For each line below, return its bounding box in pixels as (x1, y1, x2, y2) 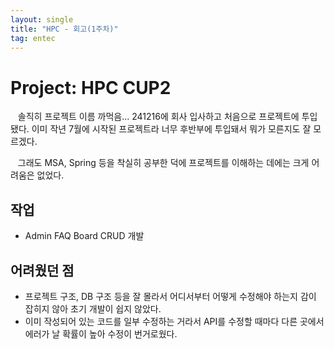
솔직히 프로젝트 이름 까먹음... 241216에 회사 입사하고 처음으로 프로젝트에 (17, 111, 300, 123)
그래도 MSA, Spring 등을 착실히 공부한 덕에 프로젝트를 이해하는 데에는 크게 (17, 157, 310, 169)
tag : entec (10, 33, 56, 43)
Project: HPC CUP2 (10, 76, 172, 99)
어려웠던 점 (10, 262, 75, 279)
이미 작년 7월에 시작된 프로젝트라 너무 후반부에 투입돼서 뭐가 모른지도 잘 (31, 123, 312, 135)
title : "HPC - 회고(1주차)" (10, 24, 119, 34)
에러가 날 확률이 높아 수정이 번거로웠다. (24, 327, 178, 340)
